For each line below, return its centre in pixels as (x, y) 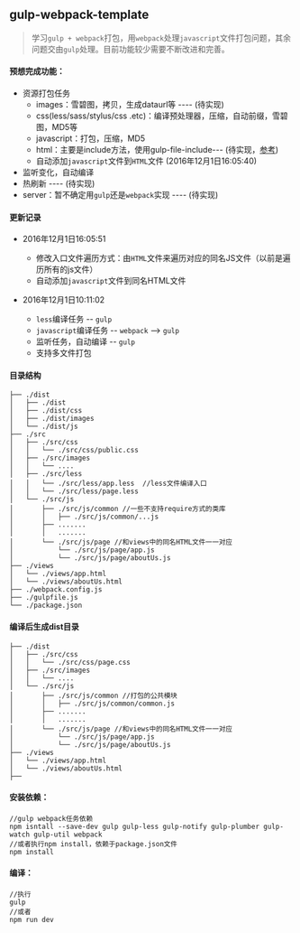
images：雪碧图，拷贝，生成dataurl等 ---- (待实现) (130, 105)
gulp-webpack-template (79, 15)
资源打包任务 (46, 93)
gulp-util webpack (68, 835)
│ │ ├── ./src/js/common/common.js (92, 704)
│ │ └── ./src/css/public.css (74, 451)
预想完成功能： (37, 71)
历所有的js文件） (67, 269)
